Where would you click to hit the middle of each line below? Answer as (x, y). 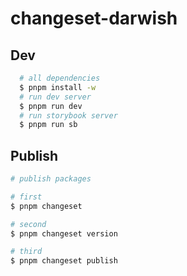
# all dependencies (60, 78)
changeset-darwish (94, 18)
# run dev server (55, 97)
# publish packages (51, 179)
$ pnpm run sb (48, 125)
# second (28, 224)
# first (26, 197)
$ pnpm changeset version (64, 233)
